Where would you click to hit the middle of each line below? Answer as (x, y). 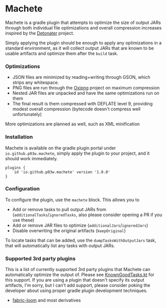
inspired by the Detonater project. (40, 33)
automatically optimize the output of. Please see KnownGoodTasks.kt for (80, 275)
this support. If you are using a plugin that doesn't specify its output (75, 280)
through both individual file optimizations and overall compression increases (83, 27)
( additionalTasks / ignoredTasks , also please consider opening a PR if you (87, 215)
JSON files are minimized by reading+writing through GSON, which (81, 77)
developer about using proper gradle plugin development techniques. (77, 291)
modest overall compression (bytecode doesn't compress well (76, 109)
